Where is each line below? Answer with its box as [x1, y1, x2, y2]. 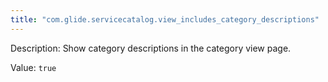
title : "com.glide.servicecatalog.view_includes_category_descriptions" [10, 14, 320, 25]
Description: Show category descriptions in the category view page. [10, 42, 292, 54]
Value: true [10, 61, 57, 73]
